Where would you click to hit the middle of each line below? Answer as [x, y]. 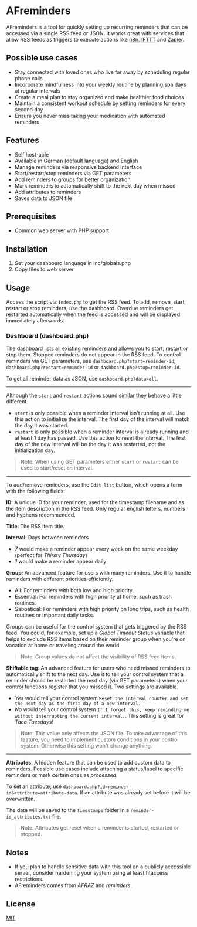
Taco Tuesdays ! [34, 722]
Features [23, 140]
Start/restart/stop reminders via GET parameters [73, 173]
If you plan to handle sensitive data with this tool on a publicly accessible [103, 867]
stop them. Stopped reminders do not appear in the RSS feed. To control [93, 355]
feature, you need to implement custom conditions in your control [99, 739]
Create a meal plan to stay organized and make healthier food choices [99, 97]
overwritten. [21, 799]
